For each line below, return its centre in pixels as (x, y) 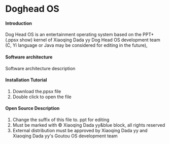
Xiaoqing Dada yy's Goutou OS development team (65, 136)
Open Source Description (32, 108)
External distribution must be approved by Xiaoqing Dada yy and (80, 131)
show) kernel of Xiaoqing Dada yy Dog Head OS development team (90, 40)
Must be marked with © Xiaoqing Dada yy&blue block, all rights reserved (89, 125)
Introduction (19, 23)
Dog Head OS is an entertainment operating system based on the (74, 35)
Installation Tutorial (26, 80)
